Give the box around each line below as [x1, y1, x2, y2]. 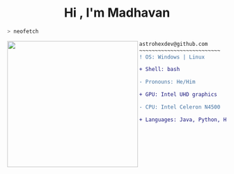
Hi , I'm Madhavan [63, 5, 171, 21]
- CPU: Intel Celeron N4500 [139, 104, 221, 111]
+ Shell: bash [139, 66, 180, 73]
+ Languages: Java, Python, [139, 116, 221, 123]
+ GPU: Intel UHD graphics [139, 91, 217, 98]
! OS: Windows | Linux [139, 54, 205, 61]
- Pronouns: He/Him [139, 79, 196, 86]
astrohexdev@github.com [139, 40, 208, 47]
